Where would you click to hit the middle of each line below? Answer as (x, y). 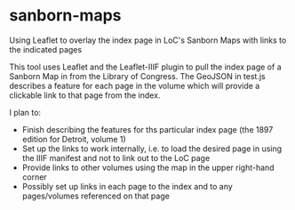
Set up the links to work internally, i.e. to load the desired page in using (152, 149)
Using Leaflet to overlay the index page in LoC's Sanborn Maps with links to (148, 40)
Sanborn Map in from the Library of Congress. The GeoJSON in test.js (137, 76)
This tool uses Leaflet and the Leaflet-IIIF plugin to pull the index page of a (145, 67)
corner (34, 177)
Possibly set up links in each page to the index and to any (127, 186)
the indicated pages (46, 49)
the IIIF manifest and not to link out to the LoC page (116, 157)
